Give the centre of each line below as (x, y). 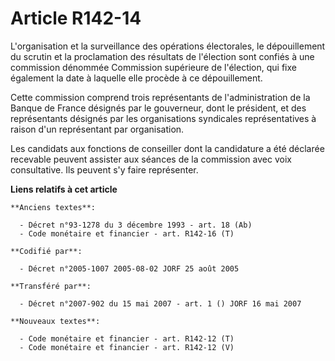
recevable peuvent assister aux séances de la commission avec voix (151, 159)
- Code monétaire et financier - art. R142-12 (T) (127, 338)
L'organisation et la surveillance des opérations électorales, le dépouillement (168, 46)
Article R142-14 (76, 18)
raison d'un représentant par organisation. (97, 129)
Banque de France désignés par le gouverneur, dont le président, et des (158, 108)
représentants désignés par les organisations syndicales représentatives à (163, 118)
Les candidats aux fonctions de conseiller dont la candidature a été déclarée (167, 148)
